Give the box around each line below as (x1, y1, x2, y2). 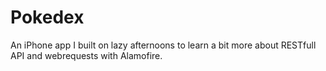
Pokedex (10, 6, 85, 29)
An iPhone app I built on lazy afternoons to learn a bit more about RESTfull (10, 39, 317, 51)
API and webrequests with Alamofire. (10, 49, 163, 61)
